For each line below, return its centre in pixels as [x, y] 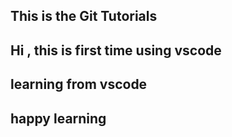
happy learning [58, 118]
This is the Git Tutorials [84, 16]
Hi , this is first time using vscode [116, 50]
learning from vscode [79, 84]
